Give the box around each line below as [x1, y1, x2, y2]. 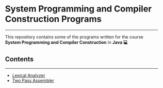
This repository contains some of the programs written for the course [5, 34, 144, 39]
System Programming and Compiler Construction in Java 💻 [5, 39, 128, 45]
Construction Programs [5, 13, 102, 25]
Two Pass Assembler [12, 77, 54, 83]
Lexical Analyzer [12, 72, 45, 78]
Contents [5, 55, 34, 63]
